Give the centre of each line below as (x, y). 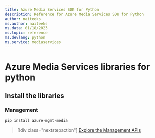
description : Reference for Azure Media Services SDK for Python (74, 14)
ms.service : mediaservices (33, 42)
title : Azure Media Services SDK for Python (52, 10)
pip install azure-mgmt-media (37, 120)
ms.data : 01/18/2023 (27, 28)
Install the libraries (35, 96)
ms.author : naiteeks (27, 24)
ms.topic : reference (27, 33)
